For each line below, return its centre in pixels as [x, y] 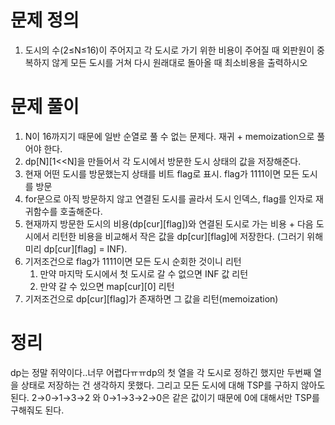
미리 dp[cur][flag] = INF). [76, 248]
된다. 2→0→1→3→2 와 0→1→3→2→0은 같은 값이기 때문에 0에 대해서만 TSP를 [165, 397]
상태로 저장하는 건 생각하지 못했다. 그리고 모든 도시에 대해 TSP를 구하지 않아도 [173, 385]
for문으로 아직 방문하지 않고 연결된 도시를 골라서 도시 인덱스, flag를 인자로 [169, 198]
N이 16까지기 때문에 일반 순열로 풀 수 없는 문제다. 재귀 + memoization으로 [169, 136]
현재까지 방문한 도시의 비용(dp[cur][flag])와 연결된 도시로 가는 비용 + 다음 [169, 223]
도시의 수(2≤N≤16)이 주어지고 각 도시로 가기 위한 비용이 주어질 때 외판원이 [169, 50]
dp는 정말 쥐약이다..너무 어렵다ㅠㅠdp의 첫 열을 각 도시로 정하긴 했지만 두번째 [161, 372]
